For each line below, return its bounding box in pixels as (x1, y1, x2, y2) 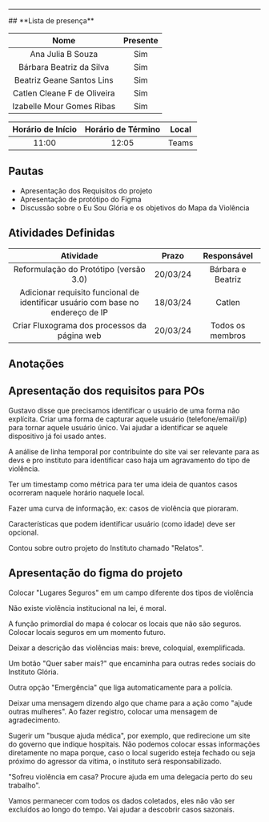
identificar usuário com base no (19, 296, 139, 307)
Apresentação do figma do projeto (8, 567, 183, 580)
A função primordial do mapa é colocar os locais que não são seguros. (8, 619, 242, 629)
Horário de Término (84, 124, 161, 135)
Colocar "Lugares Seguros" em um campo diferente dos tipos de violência (8, 588, 254, 597)
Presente (122, 35, 159, 46)
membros (210, 330, 247, 341)
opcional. (8, 527, 39, 537)
